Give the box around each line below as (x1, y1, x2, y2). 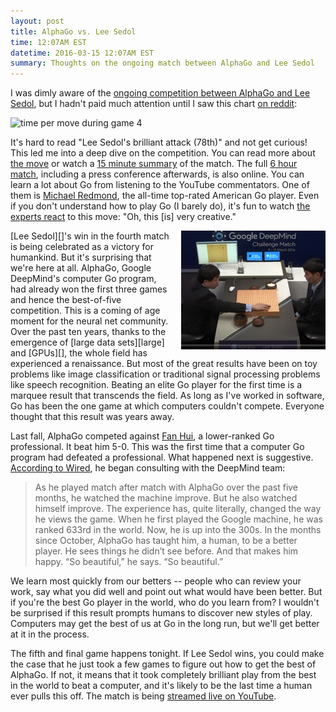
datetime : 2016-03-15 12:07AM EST (10, 48, 155, 58)
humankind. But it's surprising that (10, 251, 152, 264)
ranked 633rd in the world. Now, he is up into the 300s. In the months (34, 524, 322, 536)
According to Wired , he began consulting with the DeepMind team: (10, 462, 286, 474)
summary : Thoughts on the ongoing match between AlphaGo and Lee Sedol (10, 58, 315, 69)
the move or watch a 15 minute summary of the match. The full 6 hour (10, 158, 298, 170)
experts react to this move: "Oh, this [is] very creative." (10, 211, 237, 223)
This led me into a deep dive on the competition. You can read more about (10, 147, 316, 159)
